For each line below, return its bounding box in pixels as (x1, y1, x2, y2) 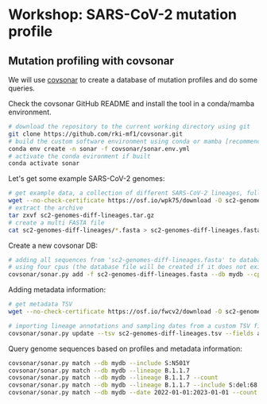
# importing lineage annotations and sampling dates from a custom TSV (8, 321, 250, 330)
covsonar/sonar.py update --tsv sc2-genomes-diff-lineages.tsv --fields (8, 329, 254, 337)
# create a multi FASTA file (8, 218, 105, 227)
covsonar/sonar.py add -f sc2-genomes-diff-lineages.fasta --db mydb (8, 271, 244, 279)
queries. (8, 83, 36, 93)
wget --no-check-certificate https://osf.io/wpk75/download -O (8, 197, 222, 205)
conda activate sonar (8, 160, 80, 167)
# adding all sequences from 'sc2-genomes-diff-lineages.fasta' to (8, 256, 237, 264)
